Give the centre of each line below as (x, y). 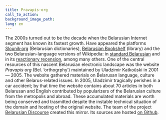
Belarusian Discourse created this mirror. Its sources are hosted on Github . (82, 112)
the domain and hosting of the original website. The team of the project (78, 107)
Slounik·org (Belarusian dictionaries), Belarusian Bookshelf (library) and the (82, 48)
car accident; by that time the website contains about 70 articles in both (79, 86)
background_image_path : (30, 19)
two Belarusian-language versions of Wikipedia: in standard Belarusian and (82, 54)
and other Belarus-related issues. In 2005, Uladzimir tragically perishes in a (83, 80)
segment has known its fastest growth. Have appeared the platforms (76, 43)
